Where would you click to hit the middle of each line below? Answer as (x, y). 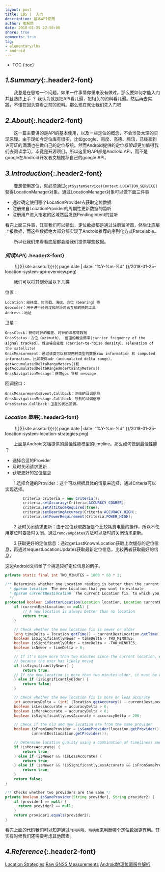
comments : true (21, 37)
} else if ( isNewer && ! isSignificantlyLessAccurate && (72, 765)
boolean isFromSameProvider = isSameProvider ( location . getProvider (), (88, 729)
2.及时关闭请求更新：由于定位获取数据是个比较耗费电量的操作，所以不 (85, 526)
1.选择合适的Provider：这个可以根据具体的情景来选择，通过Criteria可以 (85, 483)
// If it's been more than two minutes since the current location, (85, 657)
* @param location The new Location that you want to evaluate (77, 589)
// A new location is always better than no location (79, 612)
